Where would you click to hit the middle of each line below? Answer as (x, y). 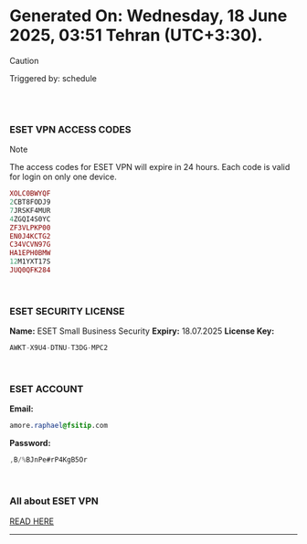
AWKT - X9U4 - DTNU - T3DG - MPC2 (58, 348)
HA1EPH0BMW (30, 253)
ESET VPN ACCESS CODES (70, 129)
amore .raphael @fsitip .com (58, 426)
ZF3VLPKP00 (30, 228)
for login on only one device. (63, 177)
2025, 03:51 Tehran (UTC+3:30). (136, 35)
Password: (30, 443)
